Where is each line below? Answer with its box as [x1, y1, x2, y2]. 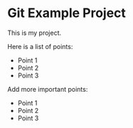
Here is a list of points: [7, 42, 73, 50]
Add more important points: [7, 85, 88, 93]
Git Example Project [7, 5, 127, 21]
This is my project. [7, 28, 62, 37]
